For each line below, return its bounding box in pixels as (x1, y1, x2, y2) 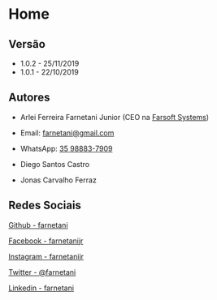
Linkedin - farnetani (8, 283, 75, 293)
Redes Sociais (8, 199, 81, 212)
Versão (8, 37, 46, 51)
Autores (8, 91, 50, 105)
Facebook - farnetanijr (8, 236, 84, 246)
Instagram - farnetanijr (8, 251, 84, 261)
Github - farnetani (8, 220, 68, 229)
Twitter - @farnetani (8, 267, 76, 276)
